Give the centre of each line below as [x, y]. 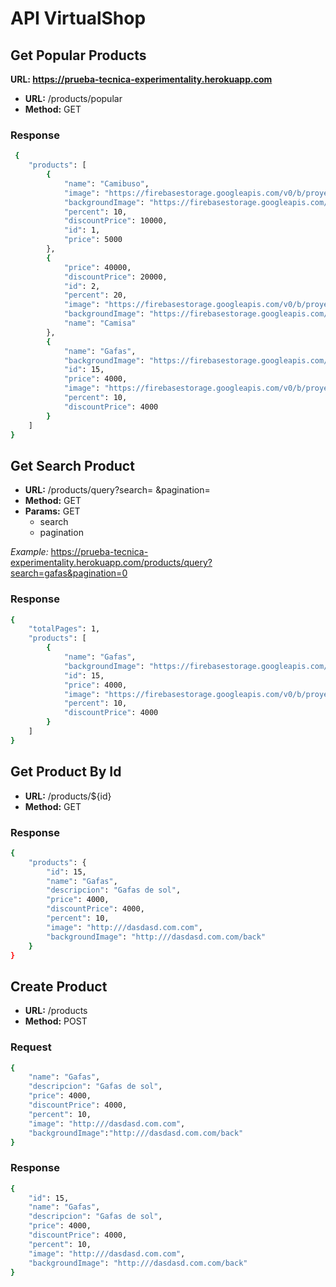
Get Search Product [72, 465]
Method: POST [56, 1021]
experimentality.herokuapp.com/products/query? [111, 563]
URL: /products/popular [73, 98]
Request [31, 1047]
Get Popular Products [78, 55]
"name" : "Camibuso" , [106, 183]
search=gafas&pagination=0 [69, 573]
